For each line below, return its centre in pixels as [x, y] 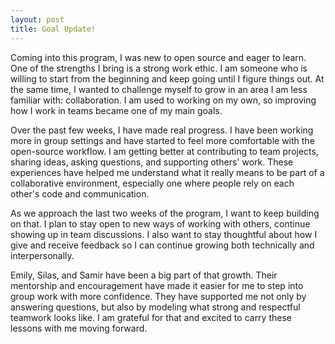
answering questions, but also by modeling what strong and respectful [155, 307]
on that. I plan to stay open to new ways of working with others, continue [160, 223]
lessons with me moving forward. [79, 328]
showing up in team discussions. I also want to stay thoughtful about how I [164, 234]
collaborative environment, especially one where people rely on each [152, 183]
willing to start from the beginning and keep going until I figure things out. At [167, 78]
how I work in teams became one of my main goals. [116, 110]
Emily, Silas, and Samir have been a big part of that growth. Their [144, 275]
